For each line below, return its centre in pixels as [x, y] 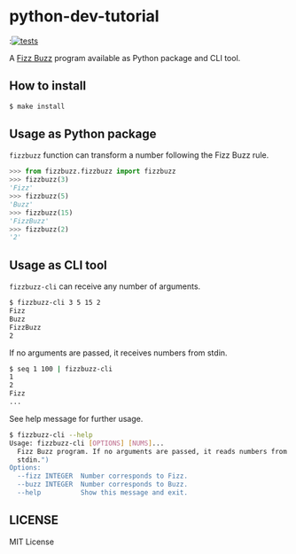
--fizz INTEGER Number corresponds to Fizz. [103, 476]
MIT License [32, 542]
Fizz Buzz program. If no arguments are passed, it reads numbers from [152, 451]
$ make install [37, 106]
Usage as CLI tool [58, 265]
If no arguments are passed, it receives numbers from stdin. [118, 353]
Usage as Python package [83, 134]
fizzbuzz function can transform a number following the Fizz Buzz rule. [139, 155]
